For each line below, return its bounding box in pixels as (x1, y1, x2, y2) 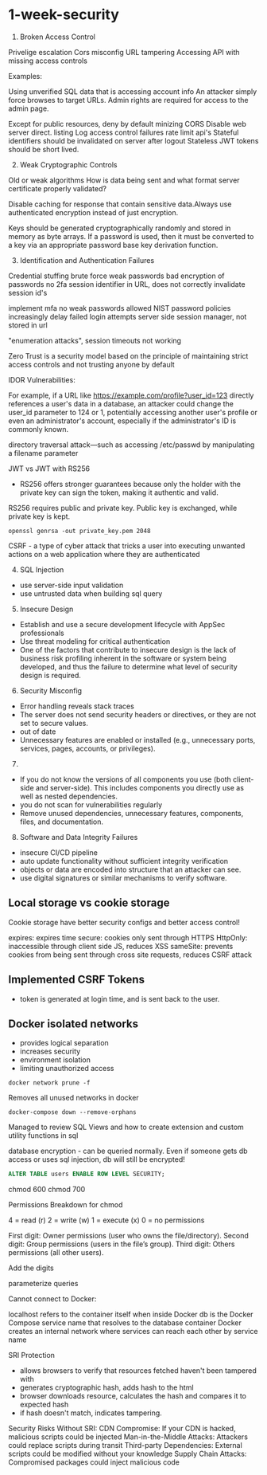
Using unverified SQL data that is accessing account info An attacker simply (8, 86, 257, 96)
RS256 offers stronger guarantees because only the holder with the (19, 479, 241, 488)
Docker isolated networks (8, 1017, 139, 1030)
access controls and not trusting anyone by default (8, 359, 175, 369)
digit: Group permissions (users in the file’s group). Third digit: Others (8, 1239, 235, 1249)
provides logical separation (19, 1038, 109, 1048)
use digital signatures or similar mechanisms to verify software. (19, 873, 228, 882)
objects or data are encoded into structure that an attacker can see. (19, 865, 242, 874)
